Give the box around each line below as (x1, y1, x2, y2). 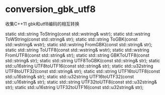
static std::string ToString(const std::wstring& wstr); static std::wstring (5, 31, 150, 37)
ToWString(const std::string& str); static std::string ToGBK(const (5, 36, 138, 42)
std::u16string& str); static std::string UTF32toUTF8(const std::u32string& (5, 79, 157, 85)
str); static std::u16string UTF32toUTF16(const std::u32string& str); (5, 84, 144, 90)
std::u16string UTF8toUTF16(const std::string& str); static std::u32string (5, 63, 153, 69)
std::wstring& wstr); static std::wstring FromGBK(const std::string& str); (5, 41, 152, 47)
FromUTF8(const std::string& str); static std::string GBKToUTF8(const (5, 52, 150, 58)
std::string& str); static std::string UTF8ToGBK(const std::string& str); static (5, 57, 160, 63)
